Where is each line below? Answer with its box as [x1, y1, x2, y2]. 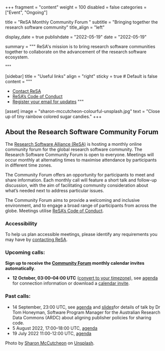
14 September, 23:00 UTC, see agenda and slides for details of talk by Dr [12, 304, 161, 310]
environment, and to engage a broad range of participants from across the [5, 202, 157, 208]
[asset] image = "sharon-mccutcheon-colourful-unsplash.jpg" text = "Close [5, 109, 160, 114]
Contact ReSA [12, 88, 41, 94]
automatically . [5, 265, 36, 272]
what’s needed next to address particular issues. [5, 187, 104, 193]
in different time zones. [5, 162, 53, 168]
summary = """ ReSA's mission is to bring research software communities [5, 44, 156, 49]
